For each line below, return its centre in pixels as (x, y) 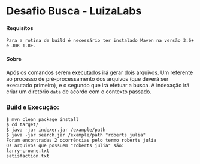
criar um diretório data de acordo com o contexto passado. (79, 92)
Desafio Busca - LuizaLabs (74, 11)
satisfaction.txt (28, 156)
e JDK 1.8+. (21, 46)
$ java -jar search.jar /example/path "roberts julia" (76, 135)
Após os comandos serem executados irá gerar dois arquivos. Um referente (100, 72)
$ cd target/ (22, 124)
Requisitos (20, 28)
